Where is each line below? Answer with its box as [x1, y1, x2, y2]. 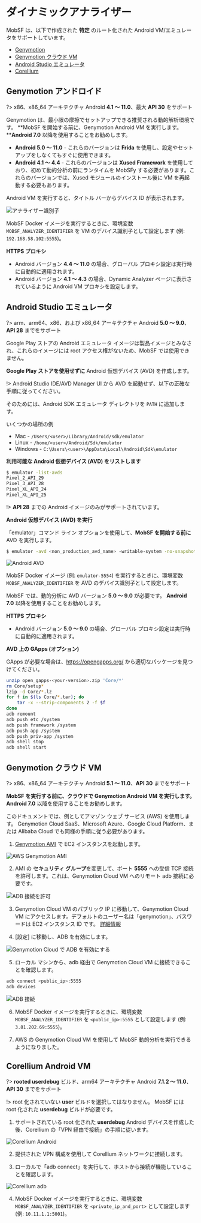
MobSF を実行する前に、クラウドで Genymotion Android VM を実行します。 [6, 793, 195, 799]
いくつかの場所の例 [6, 420, 54, 427]
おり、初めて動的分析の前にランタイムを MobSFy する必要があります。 [14, 166, 190, 174]
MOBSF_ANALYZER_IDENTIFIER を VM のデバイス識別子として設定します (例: [6, 227, 185, 234]
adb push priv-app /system [6, 733, 74, 739]
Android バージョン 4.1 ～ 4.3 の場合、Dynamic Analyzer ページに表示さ [14, 275, 193, 282]
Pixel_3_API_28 [6, 481, 44, 487]
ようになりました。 [14, 1043, 63, 1051]
